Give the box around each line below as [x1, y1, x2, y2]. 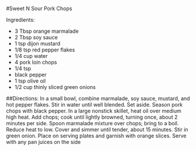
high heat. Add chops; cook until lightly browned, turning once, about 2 [6, 114, 178, 121]
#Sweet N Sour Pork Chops [6, 5, 73, 12]
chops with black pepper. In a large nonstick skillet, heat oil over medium [6, 108, 181, 114]
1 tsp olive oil [14, 77, 46, 84]
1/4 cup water [14, 53, 48, 59]
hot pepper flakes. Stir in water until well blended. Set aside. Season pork [6, 101, 183, 108]
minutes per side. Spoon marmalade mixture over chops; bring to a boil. [6, 120, 179, 126]
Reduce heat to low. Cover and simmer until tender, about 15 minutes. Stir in [6, 126, 188, 133]
